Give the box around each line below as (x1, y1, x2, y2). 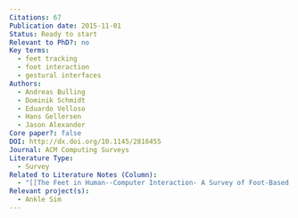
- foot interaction (17, 63, 90, 72)
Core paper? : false (9, 129, 82, 138)
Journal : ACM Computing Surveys (9, 145, 129, 154)
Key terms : (9, 46, 50, 55)
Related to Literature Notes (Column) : (9, 170, 158, 179)
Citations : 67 (9, 12, 62, 22)
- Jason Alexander (17, 121, 87, 130)
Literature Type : (9, 153, 74, 163)
